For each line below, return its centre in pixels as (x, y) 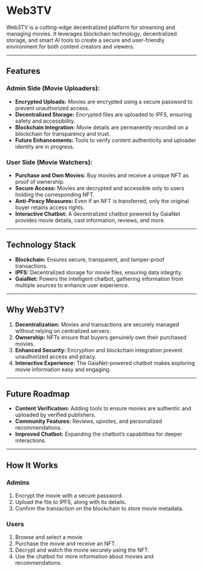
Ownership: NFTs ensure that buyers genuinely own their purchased (101, 337)
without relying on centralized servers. (63, 331)
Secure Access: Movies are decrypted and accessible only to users (99, 188)
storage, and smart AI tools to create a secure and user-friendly (85, 40)
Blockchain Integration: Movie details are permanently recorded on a (101, 127)
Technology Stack (41, 245)
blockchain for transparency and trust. (63, 134)
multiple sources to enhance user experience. (72, 285)
